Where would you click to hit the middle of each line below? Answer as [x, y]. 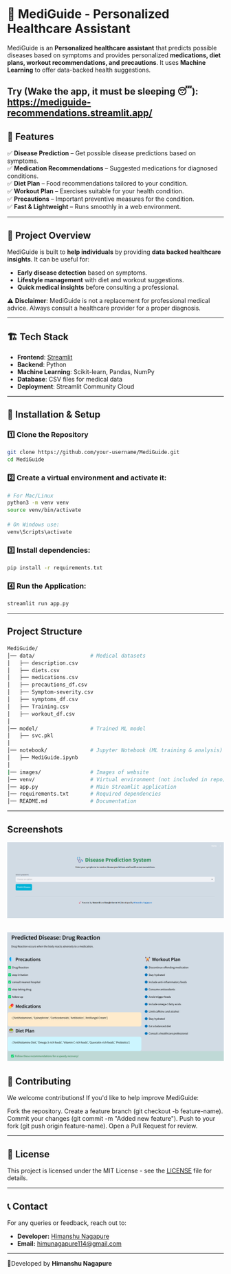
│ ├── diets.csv [33, 670]
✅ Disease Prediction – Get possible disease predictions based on [101, 153]
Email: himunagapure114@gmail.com [69, 1243]
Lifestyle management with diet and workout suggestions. [100, 280]
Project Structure [45, 632]
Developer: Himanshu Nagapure [63, 1236]
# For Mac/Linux [30, 496]
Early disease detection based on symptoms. [82, 273]
